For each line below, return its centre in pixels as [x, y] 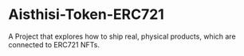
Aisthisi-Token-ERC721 [87, 15]
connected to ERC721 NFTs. [54, 44]
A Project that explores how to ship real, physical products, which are [122, 36]
